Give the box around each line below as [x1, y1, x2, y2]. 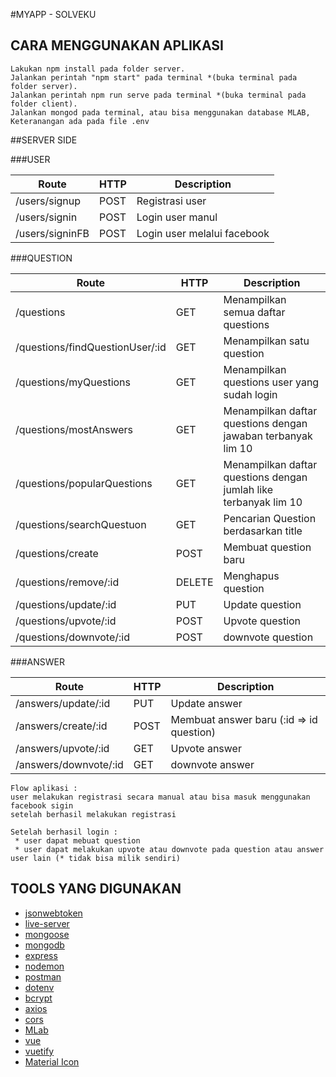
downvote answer [170, 757, 255, 771]
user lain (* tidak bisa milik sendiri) [10, 853, 182, 863]
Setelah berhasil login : [10, 827, 118, 837]
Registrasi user [136, 194, 207, 208]
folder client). [10, 99, 78, 109]
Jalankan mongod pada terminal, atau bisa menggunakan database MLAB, [10, 107, 311, 118]
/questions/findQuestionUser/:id [15, 340, 167, 354]
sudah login [223, 387, 278, 401]
